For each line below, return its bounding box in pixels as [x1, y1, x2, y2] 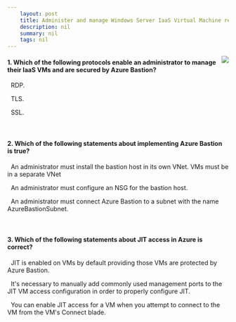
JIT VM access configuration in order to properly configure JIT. [7, 287, 191, 295]
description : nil [20, 23, 71, 30]
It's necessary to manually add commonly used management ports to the [10, 279, 223, 288]
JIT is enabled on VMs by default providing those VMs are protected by [10, 258, 218, 267]
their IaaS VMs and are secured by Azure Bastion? [7, 65, 157, 74]
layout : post [20, 10, 58, 18]
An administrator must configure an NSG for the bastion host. [10, 183, 188, 192]
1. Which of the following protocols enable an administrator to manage [7, 58, 216, 67]
